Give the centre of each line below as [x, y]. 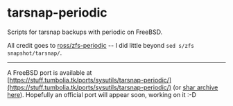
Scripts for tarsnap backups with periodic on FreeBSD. [85, 32]
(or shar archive [196, 87]
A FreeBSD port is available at [50, 72]
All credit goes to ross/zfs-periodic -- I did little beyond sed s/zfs [101, 45]
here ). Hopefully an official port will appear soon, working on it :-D [102, 94]
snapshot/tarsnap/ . [35, 53]
